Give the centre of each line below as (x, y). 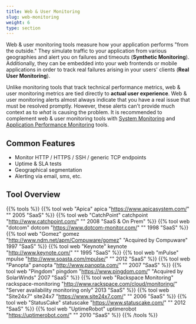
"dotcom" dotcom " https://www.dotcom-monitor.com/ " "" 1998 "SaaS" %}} (97, 228)
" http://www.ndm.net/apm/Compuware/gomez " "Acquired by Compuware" (97, 240)
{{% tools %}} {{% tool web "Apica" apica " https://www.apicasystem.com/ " (98, 209)
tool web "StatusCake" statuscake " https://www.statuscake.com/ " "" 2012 (96, 302)
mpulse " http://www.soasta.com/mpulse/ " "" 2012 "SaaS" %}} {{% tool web (98, 259)
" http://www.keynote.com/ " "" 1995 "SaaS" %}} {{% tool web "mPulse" (92, 252)
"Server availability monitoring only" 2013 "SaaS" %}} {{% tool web (88, 290)
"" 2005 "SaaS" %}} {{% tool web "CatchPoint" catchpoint (77, 215)
